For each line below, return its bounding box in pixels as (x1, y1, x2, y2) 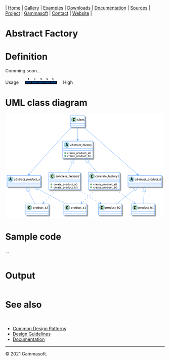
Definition (5, 51, 48, 63)
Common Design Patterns (12, 325, 67, 331)
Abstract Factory (5, 28, 78, 39)
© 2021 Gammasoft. (5, 350, 48, 356)
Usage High (5, 79, 73, 85)
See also (5, 299, 42, 310)
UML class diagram (5, 97, 88, 109)
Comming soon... (5, 68, 41, 74)
